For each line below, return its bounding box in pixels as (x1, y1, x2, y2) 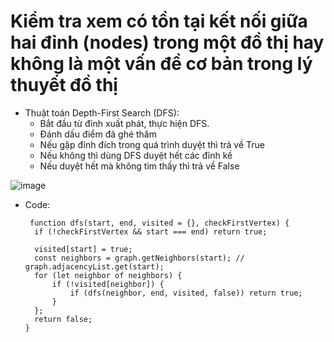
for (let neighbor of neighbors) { (34, 270, 183, 280)
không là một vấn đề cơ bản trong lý (10, 53, 313, 75)
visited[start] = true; (34, 244, 133, 254)
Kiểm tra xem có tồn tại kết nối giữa (10, 10, 308, 33)
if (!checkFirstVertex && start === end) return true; (34, 226, 268, 237)
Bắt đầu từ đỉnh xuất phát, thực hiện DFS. (39, 117, 210, 129)
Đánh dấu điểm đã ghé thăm (39, 128, 157, 140)
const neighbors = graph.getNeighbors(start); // (34, 253, 245, 263)
